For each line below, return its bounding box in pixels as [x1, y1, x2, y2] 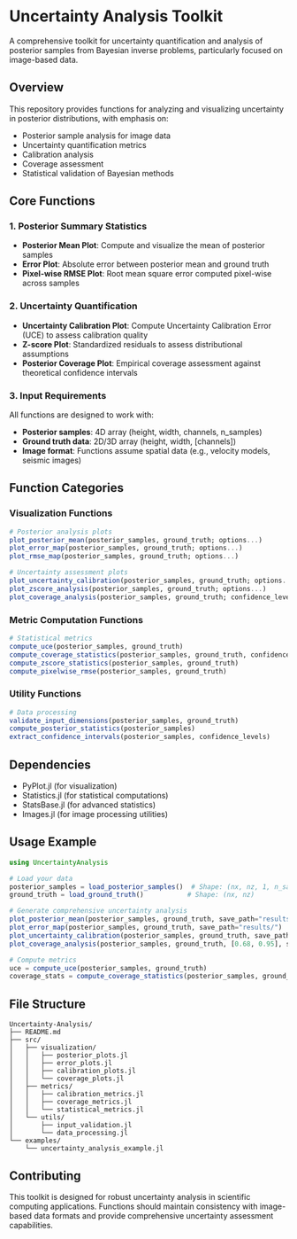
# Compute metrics [9, 955, 77, 964]
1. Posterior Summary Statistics [9, 220, 148, 232]
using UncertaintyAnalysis [9, 858, 109, 867]
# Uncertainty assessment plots [9, 568, 128, 577]
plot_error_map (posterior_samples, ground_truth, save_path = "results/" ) [9, 923, 283, 932]
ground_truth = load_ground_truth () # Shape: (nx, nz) [9, 891, 255, 900]
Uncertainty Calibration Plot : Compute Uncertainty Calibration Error [21, 320, 272, 331]
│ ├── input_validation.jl [9, 1121, 133, 1130]
